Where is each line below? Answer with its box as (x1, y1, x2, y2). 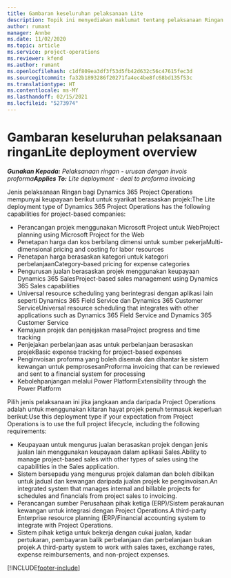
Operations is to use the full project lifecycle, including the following (7, 419, 200, 428)
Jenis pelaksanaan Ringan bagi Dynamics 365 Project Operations (7, 188, 193, 196)
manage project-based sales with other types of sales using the (17, 455, 199, 463)
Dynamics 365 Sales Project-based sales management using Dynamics (17, 274, 219, 283)
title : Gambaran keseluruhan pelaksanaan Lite (7, 10, 143, 17)
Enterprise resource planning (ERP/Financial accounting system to (17, 513, 205, 521)
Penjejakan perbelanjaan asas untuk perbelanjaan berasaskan (17, 340, 194, 348)
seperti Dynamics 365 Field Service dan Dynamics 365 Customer (17, 296, 203, 304)
